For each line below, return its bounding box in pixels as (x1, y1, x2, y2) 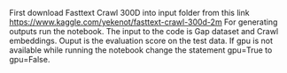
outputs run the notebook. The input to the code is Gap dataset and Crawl (9, 26, 279, 36)
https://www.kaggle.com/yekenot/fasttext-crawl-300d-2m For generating (9, 17, 278, 27)
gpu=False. (9, 55, 50, 64)
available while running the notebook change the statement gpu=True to (9, 45, 273, 55)
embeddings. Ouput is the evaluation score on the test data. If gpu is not (9, 35, 273, 46)
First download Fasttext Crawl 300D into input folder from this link (9, 8, 250, 18)
